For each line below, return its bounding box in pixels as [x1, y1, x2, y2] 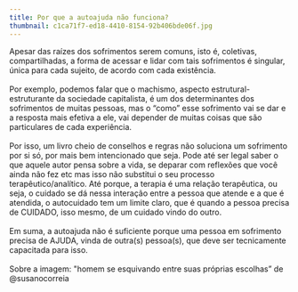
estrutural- [211, 84, 251, 94]
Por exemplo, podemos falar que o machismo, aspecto [9, 84, 210, 94]
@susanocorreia [9, 272, 69, 283]
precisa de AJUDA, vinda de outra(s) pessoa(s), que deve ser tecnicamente [9, 235, 286, 246]
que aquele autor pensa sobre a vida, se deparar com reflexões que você [9, 159, 278, 170]
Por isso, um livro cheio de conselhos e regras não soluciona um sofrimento [9, 140, 287, 151]
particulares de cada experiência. [9, 121, 132, 132]
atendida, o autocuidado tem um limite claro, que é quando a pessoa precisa [9, 197, 290, 207]
